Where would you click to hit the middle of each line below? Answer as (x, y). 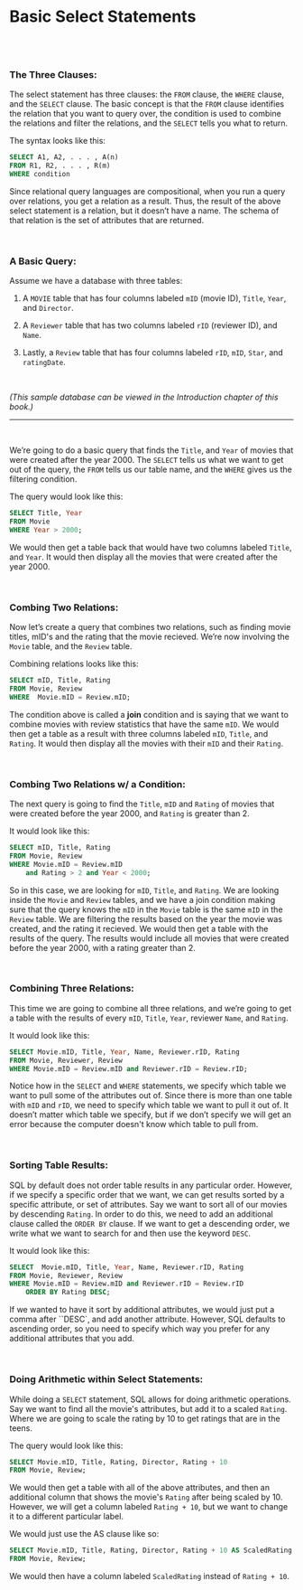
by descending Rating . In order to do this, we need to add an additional (141, 1214)
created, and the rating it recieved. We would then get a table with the (139, 928)
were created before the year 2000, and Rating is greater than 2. (129, 814)
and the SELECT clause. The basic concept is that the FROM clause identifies (147, 104)
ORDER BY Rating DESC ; (68, 1293)
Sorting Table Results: (59, 1165)
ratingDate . (44, 362)
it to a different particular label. (67, 1517)
